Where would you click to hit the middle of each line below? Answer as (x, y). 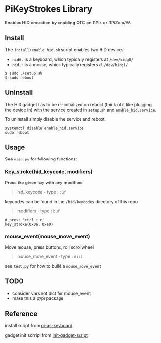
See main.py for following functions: (41, 159)
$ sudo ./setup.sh (24, 73)
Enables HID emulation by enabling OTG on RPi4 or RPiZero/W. (68, 23)
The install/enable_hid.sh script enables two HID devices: (65, 49)
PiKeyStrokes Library (49, 9)
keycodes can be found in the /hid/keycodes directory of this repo (71, 201)
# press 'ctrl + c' (25, 220)
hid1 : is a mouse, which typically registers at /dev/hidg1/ (70, 64)
